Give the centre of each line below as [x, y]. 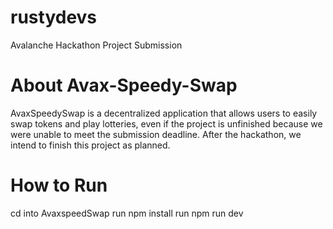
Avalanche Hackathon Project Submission [96, 45]
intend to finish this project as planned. [90, 145]
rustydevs [54, 17]
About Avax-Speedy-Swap [124, 85]
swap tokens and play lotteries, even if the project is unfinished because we [166, 123]
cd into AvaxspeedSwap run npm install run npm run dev [127, 213]
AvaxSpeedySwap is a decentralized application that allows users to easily [164, 113]
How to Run [59, 185]
